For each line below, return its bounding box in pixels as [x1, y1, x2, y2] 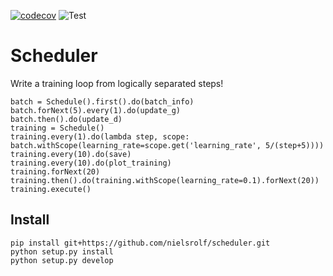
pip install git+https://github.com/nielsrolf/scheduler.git [10, 238, 271, 248]
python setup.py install [10, 246, 114, 257]
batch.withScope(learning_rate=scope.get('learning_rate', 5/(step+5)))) [10, 140, 325, 150]
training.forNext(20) [10, 166, 101, 177]
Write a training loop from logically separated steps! [10, 77, 224, 89]
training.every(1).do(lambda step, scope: [10, 131, 190, 142]
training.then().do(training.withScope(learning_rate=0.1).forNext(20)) [10, 175, 320, 185]
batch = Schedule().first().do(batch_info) [10, 96, 195, 107]
